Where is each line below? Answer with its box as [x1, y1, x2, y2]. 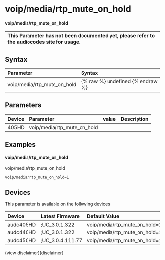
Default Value [86, 213, 119, 220]
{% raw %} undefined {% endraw [81, 78, 158, 85]
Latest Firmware [40, 213, 80, 220]
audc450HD [7, 237, 36, 244]
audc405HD [7, 221, 36, 228]
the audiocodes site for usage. [7, 38, 81, 45]
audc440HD [7, 229, 36, 236]
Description [120, 116, 149, 123]
